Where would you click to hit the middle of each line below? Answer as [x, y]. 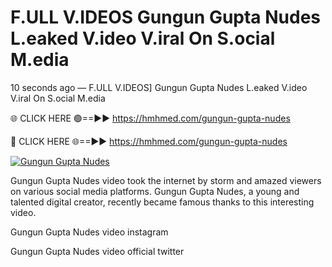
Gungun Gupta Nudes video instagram [89, 232]
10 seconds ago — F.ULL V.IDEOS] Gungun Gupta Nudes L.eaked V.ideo [159, 87]
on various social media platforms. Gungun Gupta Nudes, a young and [155, 191]
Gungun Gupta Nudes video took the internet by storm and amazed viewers [166, 180]
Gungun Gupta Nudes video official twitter [97, 251]
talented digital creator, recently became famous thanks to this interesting [162, 202]
